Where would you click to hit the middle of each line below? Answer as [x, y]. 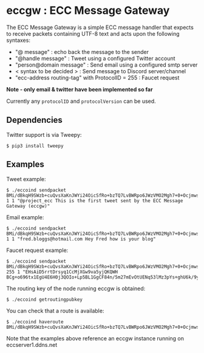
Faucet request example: [37, 250]
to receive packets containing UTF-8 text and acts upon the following [93, 33]
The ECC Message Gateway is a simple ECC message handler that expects [100, 27]
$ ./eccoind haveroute [35, 322]
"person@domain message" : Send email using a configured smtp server [106, 65]
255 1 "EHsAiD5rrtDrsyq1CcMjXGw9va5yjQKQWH [62, 272]
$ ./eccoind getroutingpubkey [45, 299]
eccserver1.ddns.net [32, 345]
